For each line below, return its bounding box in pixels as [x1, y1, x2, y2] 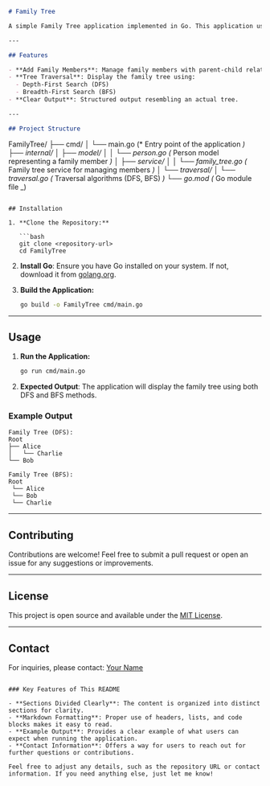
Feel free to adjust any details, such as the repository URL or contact [8, 763, 261, 771]
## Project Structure [8, 125, 81, 133]
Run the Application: [19, 352, 91, 361]
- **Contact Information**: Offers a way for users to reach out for [8, 741, 247, 750]
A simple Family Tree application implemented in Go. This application [8, 22, 253, 30]
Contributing [8, 528, 74, 542]
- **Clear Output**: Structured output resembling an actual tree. [8, 96, 239, 104]
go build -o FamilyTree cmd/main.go [19, 300, 143, 309]
